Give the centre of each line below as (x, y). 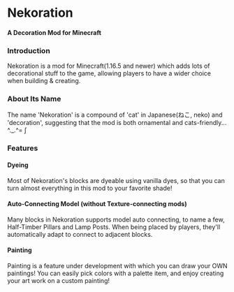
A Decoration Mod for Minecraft (54, 32)
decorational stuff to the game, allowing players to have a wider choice (109, 73)
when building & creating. (44, 81)
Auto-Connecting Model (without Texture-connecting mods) (97, 204)
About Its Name (34, 99)
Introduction (29, 50)
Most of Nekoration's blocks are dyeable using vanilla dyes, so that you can (116, 180)
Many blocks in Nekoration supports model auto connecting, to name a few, (116, 219)
